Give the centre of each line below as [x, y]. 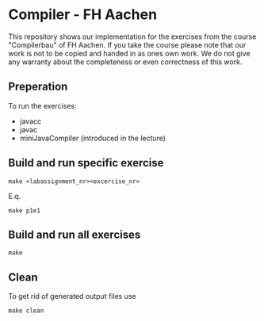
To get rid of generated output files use [72, 296]
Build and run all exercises [75, 234]
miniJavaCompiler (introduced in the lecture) [93, 138]
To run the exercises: [42, 105]
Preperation [38, 87]
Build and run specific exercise [86, 163]
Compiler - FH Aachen [82, 15]
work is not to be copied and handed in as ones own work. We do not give [129, 53]
